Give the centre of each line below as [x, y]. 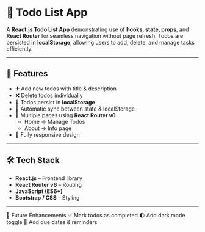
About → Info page [48, 128]
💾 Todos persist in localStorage [55, 102]
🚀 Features [27, 74]
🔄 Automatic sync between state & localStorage [75, 109]
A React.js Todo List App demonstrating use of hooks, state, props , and [98, 29]
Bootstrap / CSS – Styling [47, 197]
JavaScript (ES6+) [39, 191]
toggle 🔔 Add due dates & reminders [52, 222]
